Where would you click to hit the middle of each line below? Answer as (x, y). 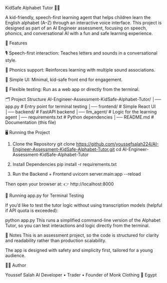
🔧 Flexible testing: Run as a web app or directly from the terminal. (72, 89)
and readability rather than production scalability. (56, 240)
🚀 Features (16, 43)
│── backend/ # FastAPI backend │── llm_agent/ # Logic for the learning (81, 112)
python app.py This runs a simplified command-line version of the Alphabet (83, 220)
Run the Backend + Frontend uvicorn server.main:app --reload (76, 174)
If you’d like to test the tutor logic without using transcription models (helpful (84, 205)
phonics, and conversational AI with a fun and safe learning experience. (79, 33)
